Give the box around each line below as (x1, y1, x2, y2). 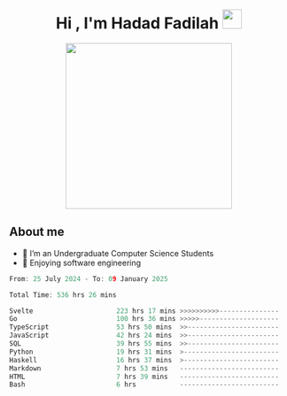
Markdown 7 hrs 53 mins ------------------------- (9, 363, 279, 373)
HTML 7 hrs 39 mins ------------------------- (9, 372, 279, 381)
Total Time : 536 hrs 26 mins (9, 290, 117, 300)
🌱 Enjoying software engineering (21, 257, 142, 268)
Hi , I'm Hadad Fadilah (56, 13, 220, 34)
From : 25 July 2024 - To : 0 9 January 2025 (9, 274, 168, 283)
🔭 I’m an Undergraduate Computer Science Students (21, 247, 214, 258)
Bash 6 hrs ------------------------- (9, 380, 279, 389)
